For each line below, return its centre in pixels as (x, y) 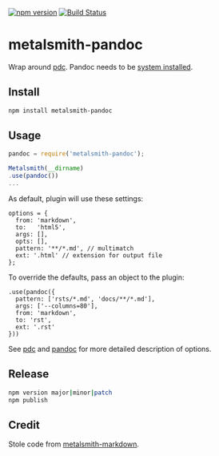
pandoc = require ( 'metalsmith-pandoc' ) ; (77, 154)
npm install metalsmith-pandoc (60, 111)
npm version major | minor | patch (60, 393)
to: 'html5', (41, 227)
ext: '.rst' (36, 327)
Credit (24, 425)
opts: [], (32, 241)
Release (29, 374)
